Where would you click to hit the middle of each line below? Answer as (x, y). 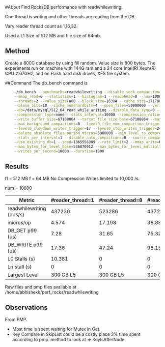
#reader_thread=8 (121, 200)
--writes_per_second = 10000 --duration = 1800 (59, 151)
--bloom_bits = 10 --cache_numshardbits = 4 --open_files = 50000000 (80, 106)
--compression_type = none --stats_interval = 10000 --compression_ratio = (88, 115)
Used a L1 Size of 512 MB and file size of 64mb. (53, 36)
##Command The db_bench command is (46, 83)
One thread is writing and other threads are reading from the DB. (70, 16)
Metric (27, 200)
